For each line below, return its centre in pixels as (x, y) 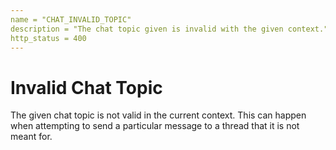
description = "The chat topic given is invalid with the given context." (169, 29)
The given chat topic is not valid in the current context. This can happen (158, 115)
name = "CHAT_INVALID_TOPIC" (71, 19)
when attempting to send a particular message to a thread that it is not (155, 126)
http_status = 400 (48, 38)
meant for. (31, 137)
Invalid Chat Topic (86, 87)
